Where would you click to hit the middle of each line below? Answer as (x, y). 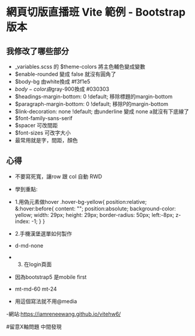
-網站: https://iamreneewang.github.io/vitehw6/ (64, 314)
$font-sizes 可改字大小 (43, 133)
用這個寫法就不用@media (46, 301)
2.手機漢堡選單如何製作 (44, 233)
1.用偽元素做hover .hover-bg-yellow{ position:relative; (81, 201)
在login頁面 (38, 264)
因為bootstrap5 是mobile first (51, 277)
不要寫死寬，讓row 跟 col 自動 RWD (58, 176)
